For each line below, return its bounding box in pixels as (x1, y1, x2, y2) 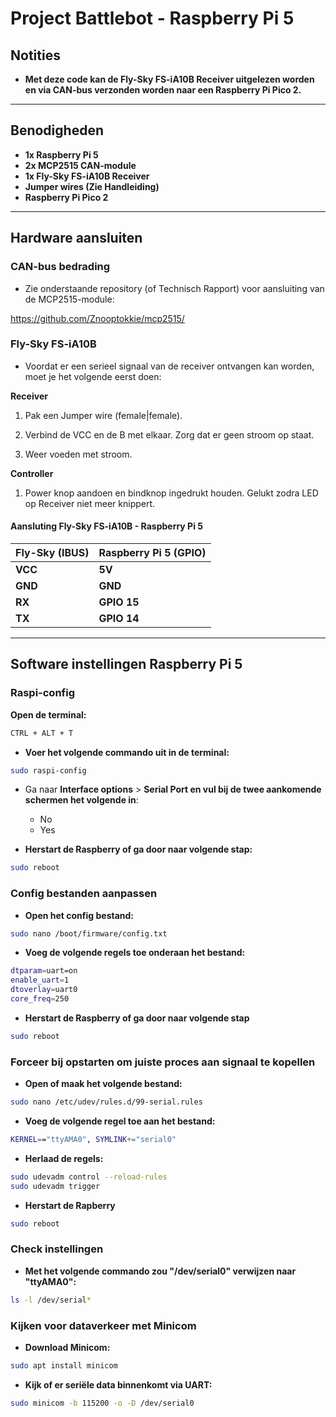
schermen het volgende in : (24, 794, 139, 806)
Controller (10, 467, 54, 479)
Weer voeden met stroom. (24, 448, 133, 460)
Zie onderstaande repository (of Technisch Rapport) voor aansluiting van (24, 282, 325, 294)
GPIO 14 (98, 612, 140, 625)
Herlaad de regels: (24, 1152, 104, 1164)
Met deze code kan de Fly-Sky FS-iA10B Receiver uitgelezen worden (24, 73, 315, 85)
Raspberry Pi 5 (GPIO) (98, 546, 207, 559)
